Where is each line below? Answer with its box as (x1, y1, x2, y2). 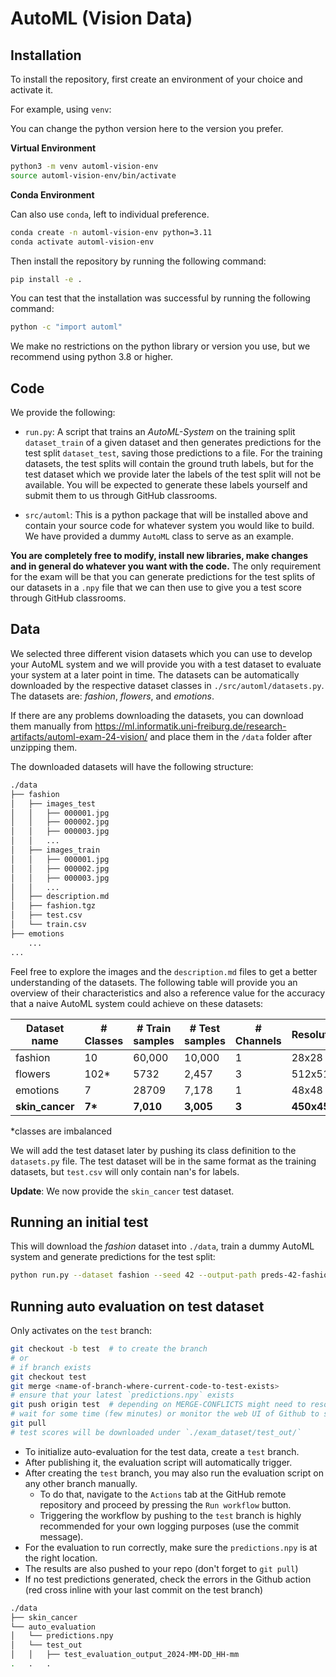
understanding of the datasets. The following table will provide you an (10, 976, 298, 988)
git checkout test (10, 1372, 87, 1382)
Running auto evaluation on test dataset (10, 1298, 265, 1315)
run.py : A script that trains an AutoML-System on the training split (24, 426, 296, 438)
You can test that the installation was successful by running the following (10, 292, 311, 304)
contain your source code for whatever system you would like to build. (24, 520, 315, 532)
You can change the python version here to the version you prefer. (10, 123, 284, 134)
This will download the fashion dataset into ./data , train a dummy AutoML (10, 1240, 315, 1252)
